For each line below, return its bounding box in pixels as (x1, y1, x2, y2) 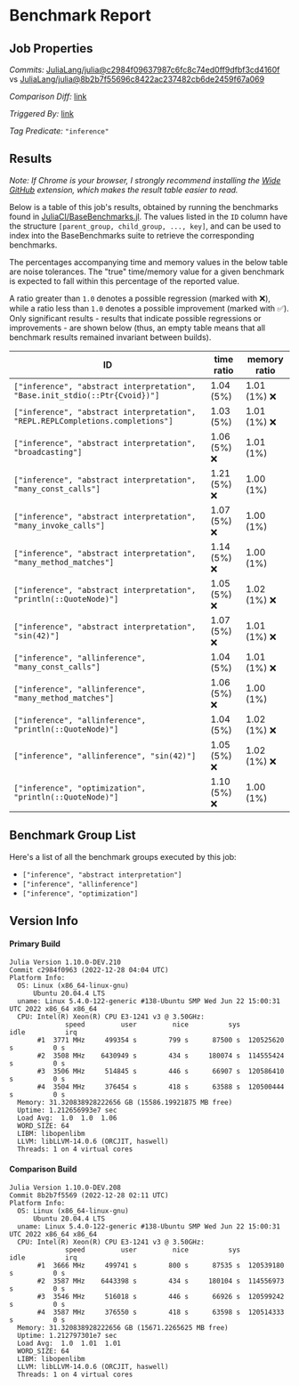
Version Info (9, 913, 78, 928)
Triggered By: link (9, 109, 74, 118)
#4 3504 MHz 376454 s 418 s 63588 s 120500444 (36, 1082, 285, 1091)
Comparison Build (9, 1163, 77, 1174)
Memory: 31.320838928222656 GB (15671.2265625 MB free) (17, 1324, 229, 1333)
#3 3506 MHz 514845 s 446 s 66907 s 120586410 (36, 1067, 285, 1076)
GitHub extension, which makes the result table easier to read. (9, 184, 238, 195)
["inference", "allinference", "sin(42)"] (13, 750, 197, 761)
